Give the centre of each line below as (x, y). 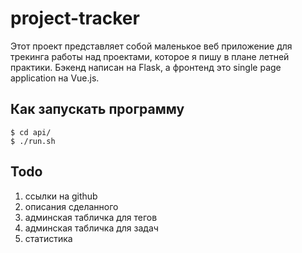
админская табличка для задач (91, 228)
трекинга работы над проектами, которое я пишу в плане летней (150, 56)
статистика (48, 238)
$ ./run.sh (33, 141)
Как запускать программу (97, 109)
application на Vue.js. (55, 78)
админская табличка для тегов (91, 217)
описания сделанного (71, 206)
